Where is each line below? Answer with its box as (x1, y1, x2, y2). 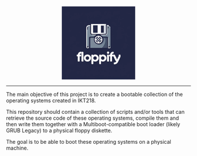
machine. (6, 144, 29, 151)
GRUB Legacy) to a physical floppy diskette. (6, 127, 113, 134)
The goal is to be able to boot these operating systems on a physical (6, 138, 171, 145)
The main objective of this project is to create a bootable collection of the (6, 91, 183, 98)
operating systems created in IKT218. (6, 97, 96, 104)
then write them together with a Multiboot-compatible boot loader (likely (6, 121, 181, 127)
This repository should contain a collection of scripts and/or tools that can (6, 109, 185, 115)
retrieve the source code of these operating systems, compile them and (6, 115, 179, 122)
